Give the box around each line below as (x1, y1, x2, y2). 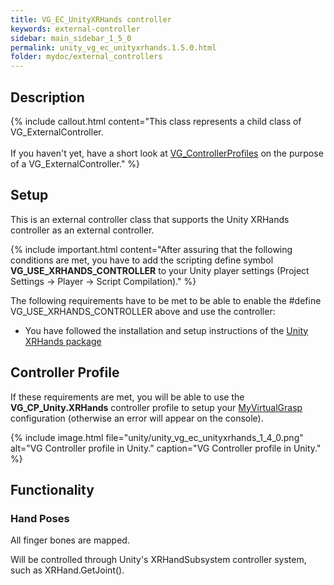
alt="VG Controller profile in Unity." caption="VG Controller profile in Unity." (10, 442, 322, 454)
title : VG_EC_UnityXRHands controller (10, 14, 172, 25)
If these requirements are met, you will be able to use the (10, 391, 245, 403)
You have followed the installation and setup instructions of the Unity (24, 324, 309, 336)
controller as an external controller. (10, 224, 155, 236)
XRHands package (24, 335, 102, 347)
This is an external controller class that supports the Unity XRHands (10, 213, 290, 225)
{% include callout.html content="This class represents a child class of (10, 115, 302, 127)
